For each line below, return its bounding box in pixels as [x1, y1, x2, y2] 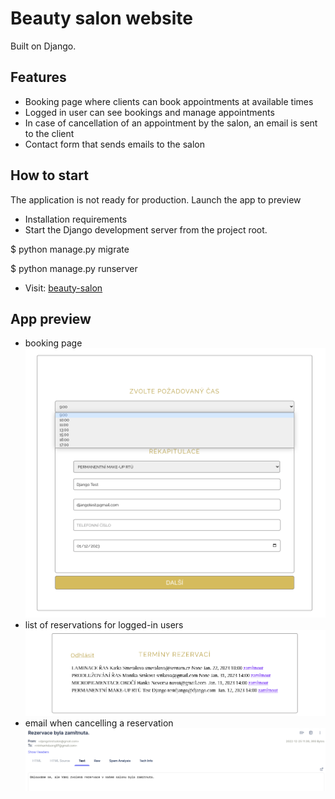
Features [10, 69, 67, 86]
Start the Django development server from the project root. [24, 223, 268, 236]
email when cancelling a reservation [24, 717, 174, 729]
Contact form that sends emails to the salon [24, 138, 205, 150]
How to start [10, 167, 89, 184]
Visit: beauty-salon [24, 282, 103, 294]
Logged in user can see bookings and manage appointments [24, 106, 275, 118]
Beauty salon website [10, 7, 193, 30]
